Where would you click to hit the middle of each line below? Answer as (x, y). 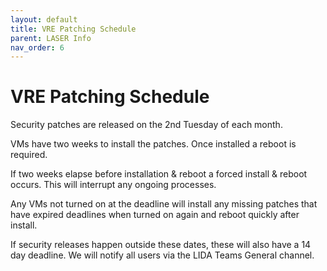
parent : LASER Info (51, 38)
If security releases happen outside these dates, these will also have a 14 (161, 245)
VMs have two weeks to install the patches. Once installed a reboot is (153, 144)
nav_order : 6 (37, 47)
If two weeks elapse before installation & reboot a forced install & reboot (159, 174)
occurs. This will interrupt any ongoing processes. (113, 185)
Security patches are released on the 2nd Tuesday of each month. (146, 125)
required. (29, 155)
